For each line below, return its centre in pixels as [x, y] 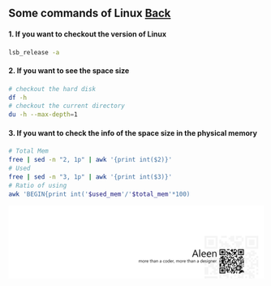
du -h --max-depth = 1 [43, 115]
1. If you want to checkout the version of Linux [88, 34]
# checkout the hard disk [52, 89]
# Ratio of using [38, 185]
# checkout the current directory [67, 106]
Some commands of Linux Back [90, 13]
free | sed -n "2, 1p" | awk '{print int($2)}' [90, 160]
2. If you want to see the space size [69, 71]
